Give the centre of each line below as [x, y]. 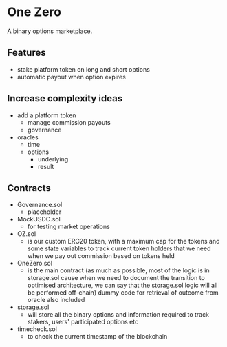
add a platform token [47, 115]
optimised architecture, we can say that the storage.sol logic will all [122, 285]
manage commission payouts [69, 122]
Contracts [29, 188]
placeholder [44, 212]
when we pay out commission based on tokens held [101, 256]
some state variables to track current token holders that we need [119, 248]
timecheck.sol [37, 329]
